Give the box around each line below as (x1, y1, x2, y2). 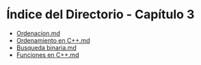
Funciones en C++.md (16, 51, 79, 59)
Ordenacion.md (16, 29, 61, 37)
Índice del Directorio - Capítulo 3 (6, 7, 195, 22)
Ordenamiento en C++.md (16, 36, 90, 44)
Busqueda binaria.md (16, 43, 77, 51)
